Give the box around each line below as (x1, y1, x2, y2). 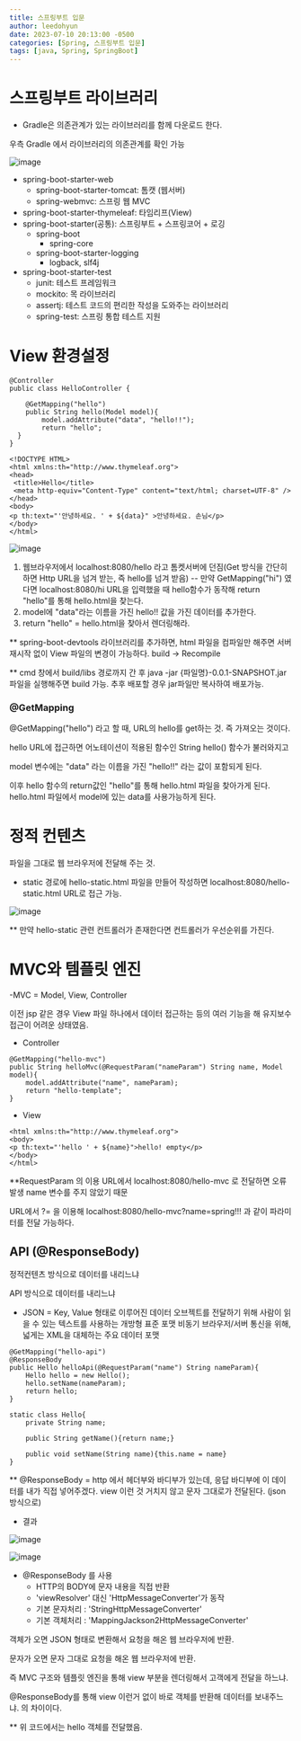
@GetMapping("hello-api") (9, 1347, 106, 1356)
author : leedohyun (9, 22, 78, 31)
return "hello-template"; (25, 1087, 123, 1096)
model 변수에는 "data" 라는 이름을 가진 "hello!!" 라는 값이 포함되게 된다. (9, 761, 262, 772)
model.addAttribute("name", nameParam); (25, 1079, 179, 1088)
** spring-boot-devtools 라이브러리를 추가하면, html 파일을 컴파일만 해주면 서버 (9, 637, 292, 647)
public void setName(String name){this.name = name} (25, 1449, 227, 1459)
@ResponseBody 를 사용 (22, 1569, 113, 1580)
